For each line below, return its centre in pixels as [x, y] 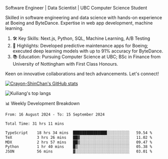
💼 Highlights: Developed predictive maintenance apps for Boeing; [80, 46]
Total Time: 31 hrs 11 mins [35, 124]
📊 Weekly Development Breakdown [42, 103]
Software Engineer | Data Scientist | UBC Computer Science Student [76, 8]
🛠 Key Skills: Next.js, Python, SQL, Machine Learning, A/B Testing [81, 38]
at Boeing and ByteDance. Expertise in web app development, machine [79, 23]
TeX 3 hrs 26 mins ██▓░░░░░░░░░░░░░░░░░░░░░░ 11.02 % [79, 137]
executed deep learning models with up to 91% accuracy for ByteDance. [88, 51]
